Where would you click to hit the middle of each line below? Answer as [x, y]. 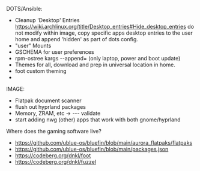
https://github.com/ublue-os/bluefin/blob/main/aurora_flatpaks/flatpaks [104, 143]
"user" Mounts [33, 45]
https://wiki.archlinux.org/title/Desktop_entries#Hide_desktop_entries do [104, 27]
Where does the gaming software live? [54, 131]
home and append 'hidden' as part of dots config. [76, 39]
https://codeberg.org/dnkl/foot [53, 155]
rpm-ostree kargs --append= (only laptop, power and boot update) [98, 58]
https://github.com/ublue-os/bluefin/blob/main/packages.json [92, 149]
